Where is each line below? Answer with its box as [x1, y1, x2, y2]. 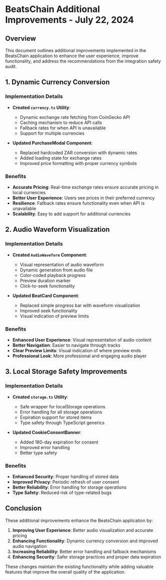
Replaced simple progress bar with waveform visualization [19, 302, 140, 308]
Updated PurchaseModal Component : [12, 139, 93, 146]
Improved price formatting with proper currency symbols [19, 160, 137, 166]
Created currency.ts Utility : [12, 104, 71, 110]
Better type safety [19, 450, 57, 456]
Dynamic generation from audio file [19, 267, 93, 273]
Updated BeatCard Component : [12, 293, 79, 299]
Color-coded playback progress [19, 272, 86, 278]
